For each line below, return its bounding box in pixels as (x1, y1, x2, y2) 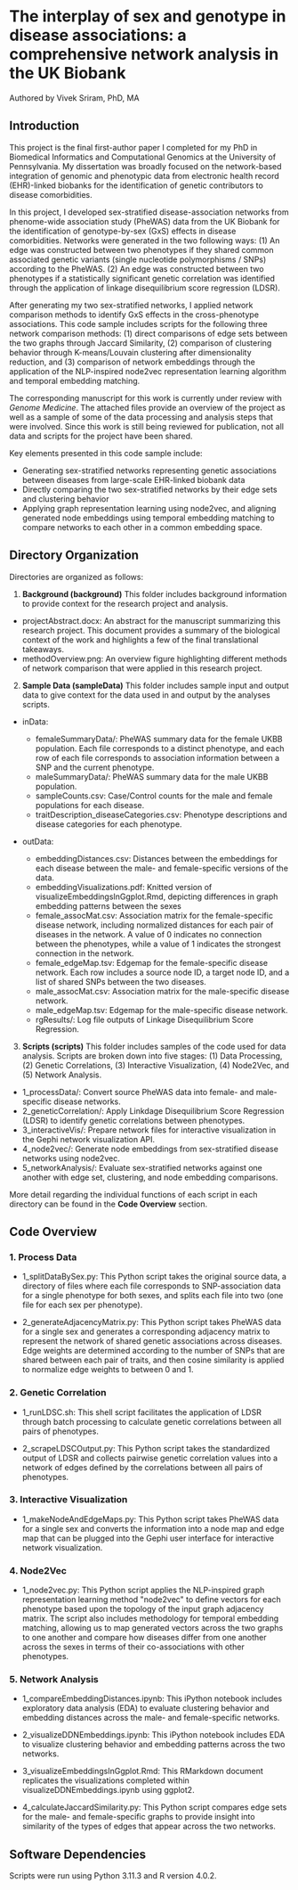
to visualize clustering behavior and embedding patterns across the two (21, 1739, 286, 1750)
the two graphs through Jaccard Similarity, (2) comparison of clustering (9, 337, 272, 348)
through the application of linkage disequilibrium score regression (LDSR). (9, 282, 280, 293)
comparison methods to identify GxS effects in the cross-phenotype (9, 309, 260, 320)
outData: (21, 836, 54, 847)
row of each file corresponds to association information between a (35, 752, 280, 763)
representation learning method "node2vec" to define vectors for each (21, 1594, 282, 1605)
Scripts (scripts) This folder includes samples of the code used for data (21, 1041, 286, 1051)
